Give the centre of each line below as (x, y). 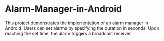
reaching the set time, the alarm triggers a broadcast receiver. (69, 33)
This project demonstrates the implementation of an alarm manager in (77, 23)
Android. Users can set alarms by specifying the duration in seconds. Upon (82, 28)
